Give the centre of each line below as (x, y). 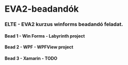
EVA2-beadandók (42, 9)
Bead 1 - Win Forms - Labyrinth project (45, 36)
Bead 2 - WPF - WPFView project (39, 47)
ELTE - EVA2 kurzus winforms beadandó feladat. (64, 24)
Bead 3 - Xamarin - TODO (31, 58)
